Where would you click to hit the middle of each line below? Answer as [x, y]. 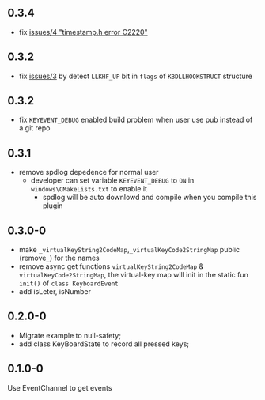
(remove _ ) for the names [59, 258]
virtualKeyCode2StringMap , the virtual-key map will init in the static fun [133, 275]
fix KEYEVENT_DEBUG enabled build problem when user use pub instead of [136, 120]
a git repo [34, 128]
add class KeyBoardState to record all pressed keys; [104, 344]
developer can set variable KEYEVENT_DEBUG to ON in [112, 180]
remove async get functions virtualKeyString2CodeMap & [111, 266]
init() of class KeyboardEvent [69, 283]
